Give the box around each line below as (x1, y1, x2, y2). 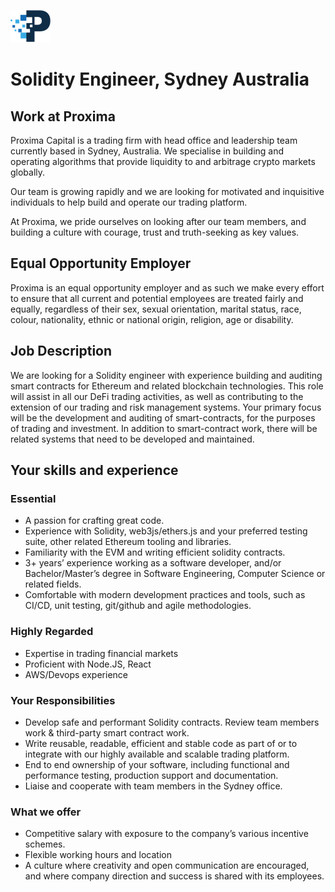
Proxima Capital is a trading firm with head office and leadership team (10, 135, 298, 146)
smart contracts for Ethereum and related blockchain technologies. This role (10, 380, 324, 392)
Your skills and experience (10, 462, 179, 479)
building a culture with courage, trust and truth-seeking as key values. (10, 226, 300, 238)
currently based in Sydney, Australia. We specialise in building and (10, 145, 285, 157)
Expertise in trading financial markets (24, 647, 179, 659)
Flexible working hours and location (24, 849, 172, 861)
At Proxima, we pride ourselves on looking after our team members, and (10, 216, 307, 227)
